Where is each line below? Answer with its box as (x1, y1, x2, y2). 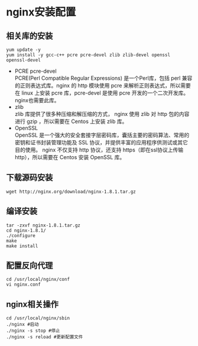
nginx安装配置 (6, 5, 76, 19)
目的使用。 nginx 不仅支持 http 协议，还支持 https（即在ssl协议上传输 (14, 146, 184, 153)
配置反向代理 (6, 261, 53, 271)
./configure (6, 232, 35, 238)
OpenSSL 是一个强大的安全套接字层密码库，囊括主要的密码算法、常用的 (14, 131, 190, 138)
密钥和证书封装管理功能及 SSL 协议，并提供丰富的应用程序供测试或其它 (14, 139, 188, 145)
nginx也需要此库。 (14, 97, 60, 104)
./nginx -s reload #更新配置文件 (6, 334, 83, 340)
